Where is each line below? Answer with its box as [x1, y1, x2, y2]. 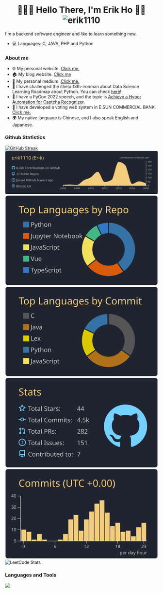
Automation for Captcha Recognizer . [12, 99, 85, 105]
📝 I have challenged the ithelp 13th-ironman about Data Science [12, 84, 140, 90]
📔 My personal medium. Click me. [12, 78, 80, 84]
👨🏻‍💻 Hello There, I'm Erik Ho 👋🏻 [17, 4, 146, 16]
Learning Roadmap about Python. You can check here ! [12, 89, 122, 94]
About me [5, 55, 29, 61]
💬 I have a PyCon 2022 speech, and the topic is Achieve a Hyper [12, 94, 142, 100]
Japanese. [12, 122, 33, 128]
